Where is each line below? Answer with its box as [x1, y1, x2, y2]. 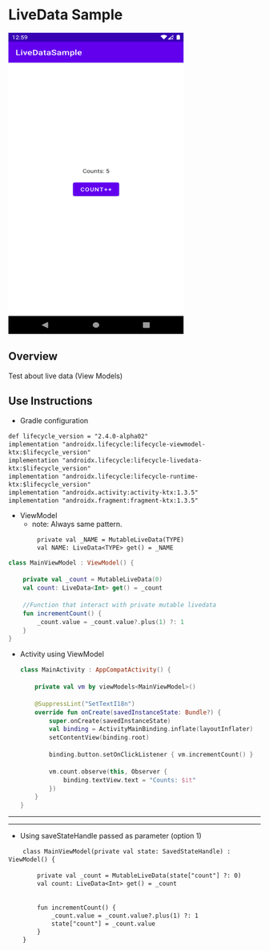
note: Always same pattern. [31, 519, 122, 529]
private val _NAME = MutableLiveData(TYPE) [37, 536, 184, 544]
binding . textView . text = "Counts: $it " [62, 776, 196, 784]
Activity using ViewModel [19, 649, 104, 659]
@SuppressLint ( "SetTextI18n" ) [34, 700, 135, 708]
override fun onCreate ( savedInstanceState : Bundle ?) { [34, 708, 222, 716]
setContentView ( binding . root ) [49, 733, 150, 742]
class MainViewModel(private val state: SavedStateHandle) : [22, 847, 231, 856]
